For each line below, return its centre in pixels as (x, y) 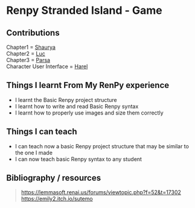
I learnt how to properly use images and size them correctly (89, 113)
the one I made (34, 153)
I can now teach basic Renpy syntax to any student (78, 159)
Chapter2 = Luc (26, 54)
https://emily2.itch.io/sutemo (57, 199)
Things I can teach (42, 132)
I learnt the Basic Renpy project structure (66, 99)
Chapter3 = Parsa (28, 60)
